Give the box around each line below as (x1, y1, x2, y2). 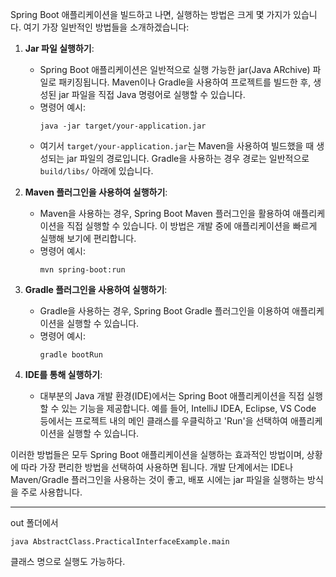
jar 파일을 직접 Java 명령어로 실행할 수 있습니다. (58, 89, 246, 100)
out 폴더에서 (10, 517, 59, 528)
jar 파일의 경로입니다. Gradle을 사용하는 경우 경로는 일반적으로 (66, 153, 310, 164)
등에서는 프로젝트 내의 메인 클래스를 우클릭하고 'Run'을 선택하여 (39, 415, 288, 427)
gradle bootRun (39, 350, 103, 360)
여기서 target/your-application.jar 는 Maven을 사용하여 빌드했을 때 (39, 140, 315, 152)
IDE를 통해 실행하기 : (24, 369, 103, 380)
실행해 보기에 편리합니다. (39, 233, 137, 244)
